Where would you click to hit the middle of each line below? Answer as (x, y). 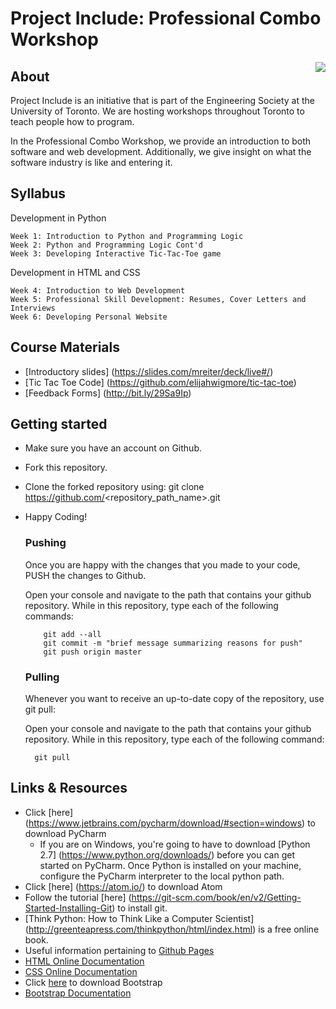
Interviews (33, 308)
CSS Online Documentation (81, 971)
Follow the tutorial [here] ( (78, 897)
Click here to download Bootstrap (93, 982)
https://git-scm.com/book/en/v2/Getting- (216, 897)
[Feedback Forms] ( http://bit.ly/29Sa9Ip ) (108, 393)
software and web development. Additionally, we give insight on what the (161, 151)
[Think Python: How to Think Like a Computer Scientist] (139, 918)
